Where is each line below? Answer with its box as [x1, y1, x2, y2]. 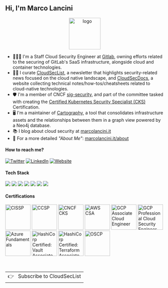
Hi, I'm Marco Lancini [5, 4, 73, 13]
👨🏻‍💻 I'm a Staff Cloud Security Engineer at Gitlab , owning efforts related [12, 53, 163, 60]
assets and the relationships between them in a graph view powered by [12, 117, 161, 123]
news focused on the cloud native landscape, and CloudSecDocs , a [12, 75, 153, 81]
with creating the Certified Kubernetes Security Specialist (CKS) [12, 99, 146, 105]
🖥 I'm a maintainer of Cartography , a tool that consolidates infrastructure [12, 110, 163, 116]
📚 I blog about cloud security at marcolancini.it [12, 128, 111, 134]
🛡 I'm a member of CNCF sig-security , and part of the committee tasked [12, 91, 163, 98]
